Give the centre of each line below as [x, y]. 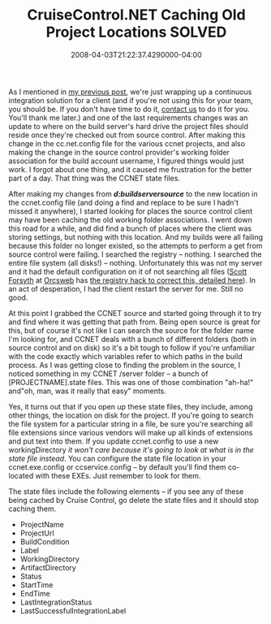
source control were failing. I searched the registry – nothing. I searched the [135, 254]
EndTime [35, 593]
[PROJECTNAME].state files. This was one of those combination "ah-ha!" [131, 382]
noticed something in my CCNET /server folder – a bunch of [108, 373]
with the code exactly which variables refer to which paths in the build [125, 356]
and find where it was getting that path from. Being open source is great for [135, 322]
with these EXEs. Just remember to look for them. [118, 475]
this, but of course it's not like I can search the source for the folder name [131, 330]
